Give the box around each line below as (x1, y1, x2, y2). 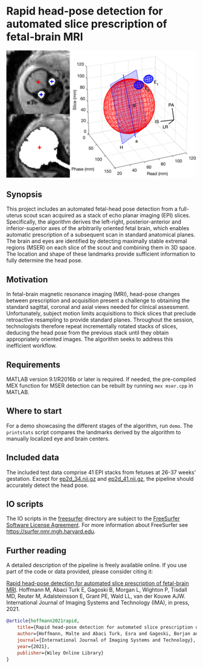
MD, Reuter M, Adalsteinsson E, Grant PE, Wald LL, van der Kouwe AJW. (6, 592, 185, 600)
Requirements (6, 359, 60, 370)
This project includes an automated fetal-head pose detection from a (6, 205, 178, 213)
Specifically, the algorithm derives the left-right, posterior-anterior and (6, 218, 181, 225)
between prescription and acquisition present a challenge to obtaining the (6, 297, 190, 304)
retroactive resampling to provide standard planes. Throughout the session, (6, 316, 195, 323)
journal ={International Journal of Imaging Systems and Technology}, (17, 637, 196, 643)
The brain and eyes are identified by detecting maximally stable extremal (6, 237, 187, 245)
